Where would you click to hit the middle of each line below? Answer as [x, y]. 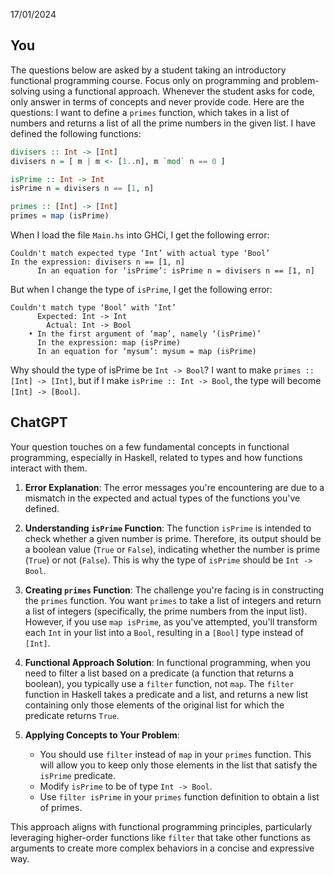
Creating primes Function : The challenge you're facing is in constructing [174, 590]
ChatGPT [39, 422]
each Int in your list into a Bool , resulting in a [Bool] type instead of [164, 632]
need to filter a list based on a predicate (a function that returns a [159, 673]
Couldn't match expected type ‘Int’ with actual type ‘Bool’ [140, 254]
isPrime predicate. [78, 775]
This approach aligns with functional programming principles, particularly [161, 826]
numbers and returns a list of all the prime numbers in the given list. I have [163, 123]
